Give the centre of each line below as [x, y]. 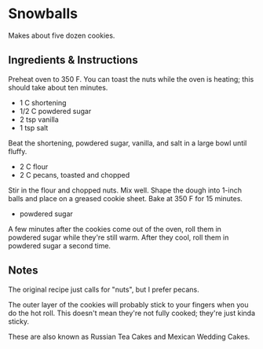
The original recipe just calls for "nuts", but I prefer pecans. [104, 289]
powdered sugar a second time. [60, 245]
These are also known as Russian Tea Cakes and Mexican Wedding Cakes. [129, 336]
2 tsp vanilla [39, 119]
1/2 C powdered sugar [55, 111]
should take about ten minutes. [58, 87]
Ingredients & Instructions [73, 60]
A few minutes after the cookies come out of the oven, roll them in [115, 229]
